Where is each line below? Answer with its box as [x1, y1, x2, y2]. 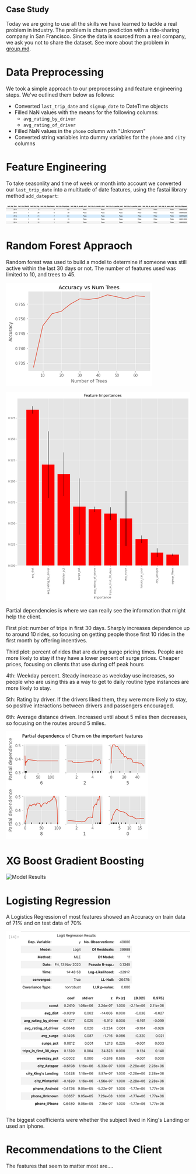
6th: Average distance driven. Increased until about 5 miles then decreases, [6, 714, 188, 721]
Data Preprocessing [6, 66, 104, 78]
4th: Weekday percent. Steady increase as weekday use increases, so [6, 672, 175, 679]
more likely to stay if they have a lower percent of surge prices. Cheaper [6, 655, 180, 662]
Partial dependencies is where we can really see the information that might [6, 607, 186, 614]
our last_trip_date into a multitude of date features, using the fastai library [6, 186, 187, 193]
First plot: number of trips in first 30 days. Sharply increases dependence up [6, 625, 190, 632]
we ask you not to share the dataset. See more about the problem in [6, 39, 169, 46]
